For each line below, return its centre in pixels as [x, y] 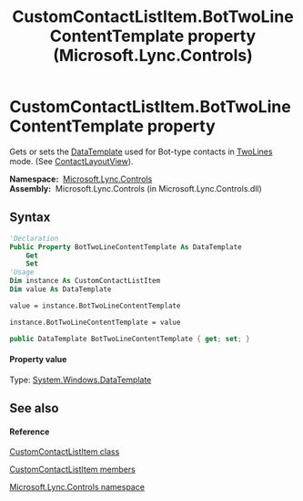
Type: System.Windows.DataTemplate [81, 380]
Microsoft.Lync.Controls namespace [77, 487]
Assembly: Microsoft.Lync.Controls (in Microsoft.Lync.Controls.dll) [136, 188]
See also [34, 408]
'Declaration [34, 238]
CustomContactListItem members [73, 470]
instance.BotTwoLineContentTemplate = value [95, 322]
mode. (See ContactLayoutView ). [71, 161]
